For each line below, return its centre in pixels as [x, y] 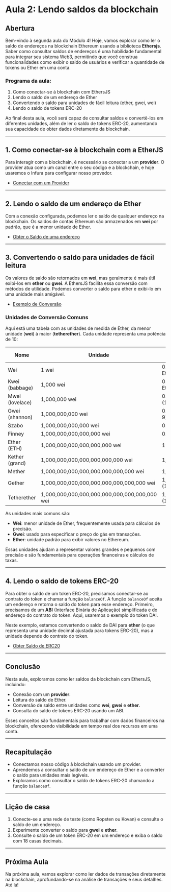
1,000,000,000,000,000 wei [75, 434]
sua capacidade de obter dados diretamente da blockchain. [68, 129]
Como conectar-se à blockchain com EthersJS [61, 92]
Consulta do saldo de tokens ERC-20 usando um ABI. [68, 710]
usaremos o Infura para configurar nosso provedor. [59, 173]
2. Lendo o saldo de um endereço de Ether [73, 203]
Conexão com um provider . [42, 694]
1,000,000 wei [59, 399]
